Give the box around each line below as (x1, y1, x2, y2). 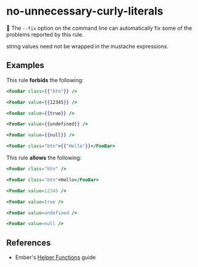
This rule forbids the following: (6, 76, 84, 83)
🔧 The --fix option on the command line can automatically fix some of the (6, 24, 193, 32)
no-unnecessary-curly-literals (6, 4, 163, 18)
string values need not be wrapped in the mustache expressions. (6, 43, 169, 50)
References (6, 237, 51, 248)
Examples (6, 60, 44, 71)
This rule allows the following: (6, 154, 82, 161)
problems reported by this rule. (6, 30, 84, 38)
